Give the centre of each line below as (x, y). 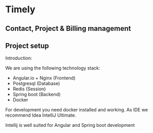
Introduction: (19, 58)
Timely (20, 9)
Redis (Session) (29, 89)
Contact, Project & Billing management (68, 28)
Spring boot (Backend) (37, 94)
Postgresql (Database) (36, 84)
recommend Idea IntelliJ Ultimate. (41, 115)
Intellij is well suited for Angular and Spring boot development (70, 125)
